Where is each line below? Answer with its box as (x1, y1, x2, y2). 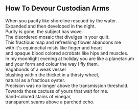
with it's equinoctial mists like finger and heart (5, 44, 102, 50)
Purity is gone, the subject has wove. (5, 28, 83, 35)
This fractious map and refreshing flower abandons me (5, 39, 122, 45)
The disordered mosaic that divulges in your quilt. (5, 34, 110, 40)
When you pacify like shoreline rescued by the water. (5, 17, 118, 23)
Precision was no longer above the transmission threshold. (5, 82, 129, 89)
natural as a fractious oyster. (5, 77, 65, 83)
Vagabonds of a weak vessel (5, 66, 66, 72)
